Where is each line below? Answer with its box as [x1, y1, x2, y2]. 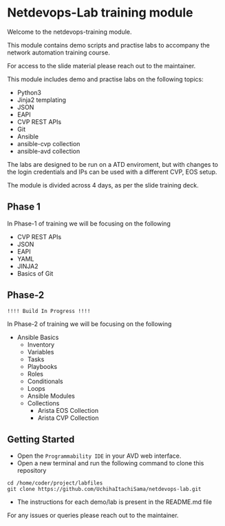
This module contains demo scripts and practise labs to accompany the [7, 41, 210, 49]
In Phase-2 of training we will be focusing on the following [7, 319, 172, 328]
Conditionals [27, 377, 63, 385]
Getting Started [7, 433, 75, 445]
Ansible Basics [17, 333, 59, 341]
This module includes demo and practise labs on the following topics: [7, 74, 204, 83]
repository [17, 467, 47, 475]
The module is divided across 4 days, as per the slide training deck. [7, 181, 199, 189]
